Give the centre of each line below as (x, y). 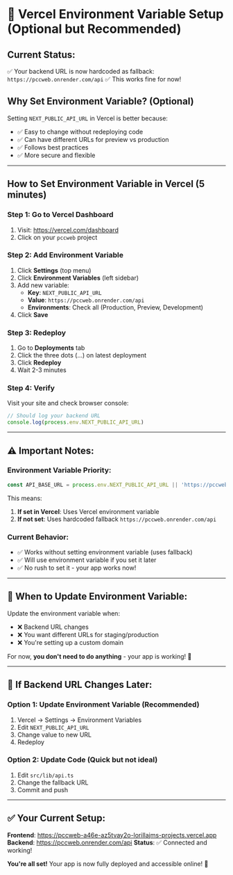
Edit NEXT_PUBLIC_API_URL (53, 727)
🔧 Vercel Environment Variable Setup (115, 14)
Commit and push (43, 789)
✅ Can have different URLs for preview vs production (93, 139)
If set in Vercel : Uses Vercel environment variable (88, 511)
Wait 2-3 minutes (42, 370)
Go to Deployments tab (51, 348)
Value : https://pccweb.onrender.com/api (86, 300)
